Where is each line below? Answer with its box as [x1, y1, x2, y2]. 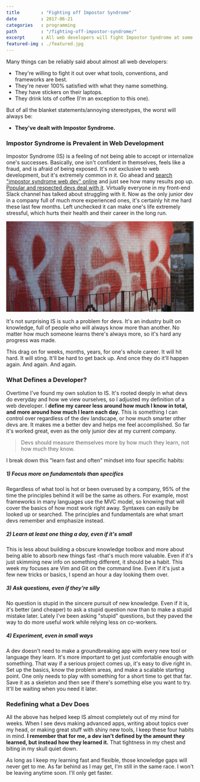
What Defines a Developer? [6, 376, 87, 384]
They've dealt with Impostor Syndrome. [14, 124, 116, 131]
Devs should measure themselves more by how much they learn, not [20, 439, 189, 446]
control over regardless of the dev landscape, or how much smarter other [6, 414, 186, 422]
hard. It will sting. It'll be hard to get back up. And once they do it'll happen [6, 355, 189, 362]
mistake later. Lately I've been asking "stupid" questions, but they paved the [6, 612, 193, 619]
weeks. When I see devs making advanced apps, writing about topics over [6, 720, 189, 727]
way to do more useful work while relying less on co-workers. [6, 618, 158, 625]
